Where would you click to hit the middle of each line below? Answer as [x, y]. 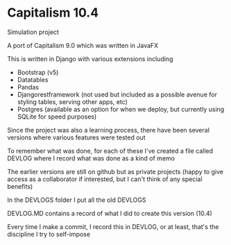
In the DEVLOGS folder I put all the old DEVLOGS [77, 200]
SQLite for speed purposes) [57, 117]
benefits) [20, 186]
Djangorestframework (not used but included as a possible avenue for [117, 94]
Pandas [28, 87]
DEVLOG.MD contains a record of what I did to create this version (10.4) [110, 213]
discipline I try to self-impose [49, 234]
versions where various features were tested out [76, 137]
